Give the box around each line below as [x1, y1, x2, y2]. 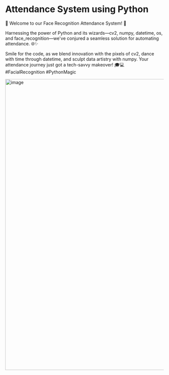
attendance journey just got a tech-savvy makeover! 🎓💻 [5, 61, 125, 67]
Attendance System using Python [5, 4, 149, 15]
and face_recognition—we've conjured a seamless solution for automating [5, 35, 159, 41]
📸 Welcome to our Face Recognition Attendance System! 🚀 [5, 20, 127, 26]
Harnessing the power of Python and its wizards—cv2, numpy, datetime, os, [5, 30, 163, 36]
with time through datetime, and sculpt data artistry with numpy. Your [5, 56, 149, 62]
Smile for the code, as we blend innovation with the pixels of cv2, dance [5, 50, 154, 56]
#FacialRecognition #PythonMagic [5, 69, 76, 75]
